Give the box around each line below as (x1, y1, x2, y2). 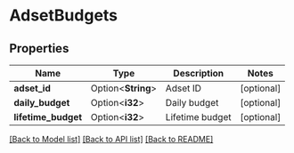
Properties (9, 41, 69, 56)
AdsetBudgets (9, 5, 118, 26)
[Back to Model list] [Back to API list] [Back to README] (9, 134, 214, 144)
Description (173, 68, 225, 79)
